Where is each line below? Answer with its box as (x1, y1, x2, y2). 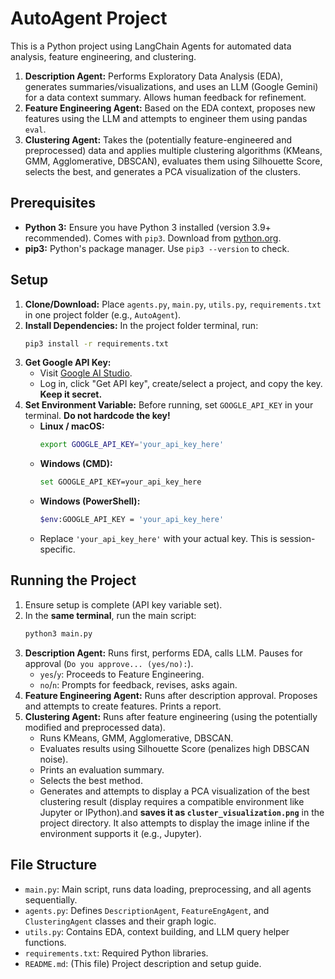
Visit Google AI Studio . (39, 367, 133, 379)
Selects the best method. (39, 774, 143, 786)
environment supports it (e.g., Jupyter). (39, 827, 202, 839)
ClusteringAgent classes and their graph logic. (24, 915, 217, 927)
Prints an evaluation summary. (39, 763, 165, 776)
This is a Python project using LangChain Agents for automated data (10, 40, 292, 52)
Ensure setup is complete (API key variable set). (24, 598, 223, 611)
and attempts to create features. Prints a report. (24, 700, 222, 712)
